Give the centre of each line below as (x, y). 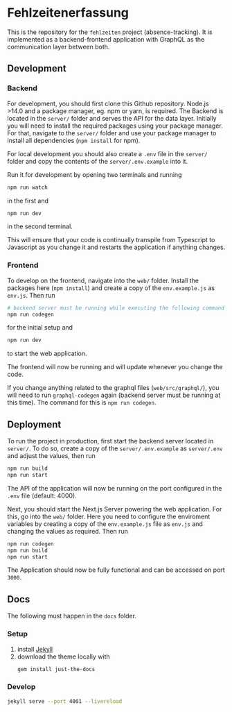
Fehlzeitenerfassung (68, 13)
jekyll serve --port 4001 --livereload (65, 701)
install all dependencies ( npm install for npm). (74, 140)
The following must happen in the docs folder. (72, 616)
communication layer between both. (59, 46)
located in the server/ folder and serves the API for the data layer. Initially (112, 118)
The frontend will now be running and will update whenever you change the (115, 367)
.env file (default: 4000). (42, 495)
